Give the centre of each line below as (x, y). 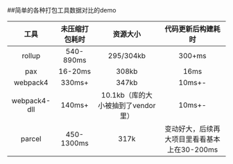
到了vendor (137, 106)
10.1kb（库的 (123, 95)
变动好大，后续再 (192, 129)
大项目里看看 (185, 139)
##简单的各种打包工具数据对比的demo (62, 10)
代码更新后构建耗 (192, 29)
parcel (31, 139)
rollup (31, 56)
